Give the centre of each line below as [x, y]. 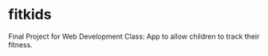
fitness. [21, 44]
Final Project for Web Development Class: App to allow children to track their [134, 36]
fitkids [30, 15]
